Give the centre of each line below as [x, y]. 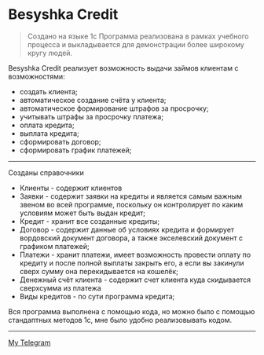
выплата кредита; [49, 133]
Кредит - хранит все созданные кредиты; [89, 221]
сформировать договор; [60, 141]
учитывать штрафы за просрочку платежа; [91, 116]
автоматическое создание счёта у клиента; [93, 100]
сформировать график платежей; [75, 150]
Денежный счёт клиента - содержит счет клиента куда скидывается [135, 280]
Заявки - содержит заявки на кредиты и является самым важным [130, 196]
